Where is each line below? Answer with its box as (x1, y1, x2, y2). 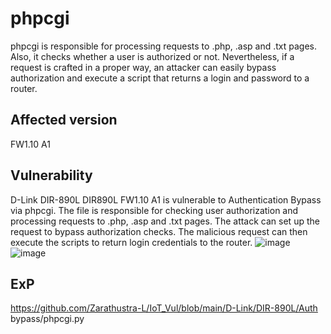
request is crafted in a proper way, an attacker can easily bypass (10, 61, 277, 73)
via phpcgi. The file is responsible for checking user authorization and (10, 204, 299, 216)
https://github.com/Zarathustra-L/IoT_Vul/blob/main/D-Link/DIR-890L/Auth (10, 302, 318, 314)
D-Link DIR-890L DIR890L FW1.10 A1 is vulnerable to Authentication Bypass (10, 193, 322, 206)
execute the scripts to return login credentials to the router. (10, 236, 253, 248)
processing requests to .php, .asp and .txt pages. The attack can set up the (10, 215, 320, 227)
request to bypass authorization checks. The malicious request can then (10, 225, 308, 237)
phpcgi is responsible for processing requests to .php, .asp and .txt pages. (10, 40, 318, 52)
